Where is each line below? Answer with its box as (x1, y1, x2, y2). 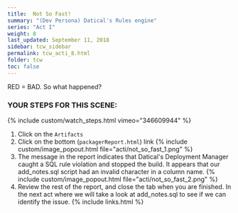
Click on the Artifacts (17, 129, 84, 138)
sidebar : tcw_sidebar (7, 43, 72, 50)
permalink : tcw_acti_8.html (7, 50, 91, 57)
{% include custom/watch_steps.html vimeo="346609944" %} (7, 116, 192, 125)
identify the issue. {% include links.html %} (17, 197, 144, 206)
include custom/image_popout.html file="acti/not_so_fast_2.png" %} (17, 175, 218, 183)
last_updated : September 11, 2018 (7, 37, 110, 44)
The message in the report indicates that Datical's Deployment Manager (17, 152, 229, 161)
